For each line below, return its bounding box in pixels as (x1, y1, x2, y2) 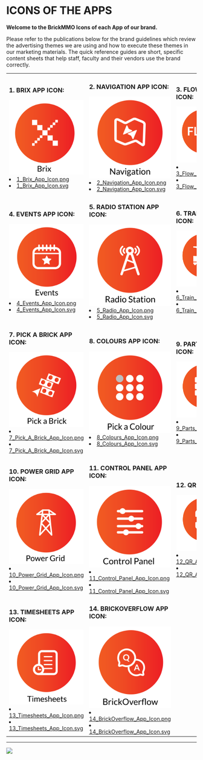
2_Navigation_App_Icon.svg (96, 186, 166, 193)
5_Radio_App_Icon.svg (96, 313, 153, 320)
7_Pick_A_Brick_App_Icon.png (8, 434, 85, 441)
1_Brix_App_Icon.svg (16, 182, 69, 189)
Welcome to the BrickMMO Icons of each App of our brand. (6, 24, 158, 31)
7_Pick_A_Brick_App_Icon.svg (8, 447, 83, 454)
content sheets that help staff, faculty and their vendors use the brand (6, 54, 181, 62)
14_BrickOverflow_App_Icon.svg (89, 728, 170, 735)
